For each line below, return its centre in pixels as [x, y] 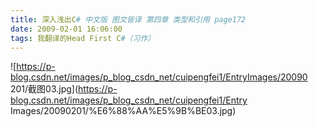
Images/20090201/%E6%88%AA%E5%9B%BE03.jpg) [123, 111]
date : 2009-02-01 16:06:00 [66, 29]
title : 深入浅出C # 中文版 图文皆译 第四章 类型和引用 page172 [128, 19]
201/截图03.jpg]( [44, 89]
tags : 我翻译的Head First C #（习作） [83, 38]
